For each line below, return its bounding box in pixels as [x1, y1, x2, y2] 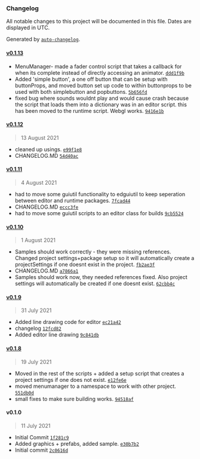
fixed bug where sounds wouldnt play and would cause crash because [14, 94, 189, 102]
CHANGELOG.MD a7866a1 [14, 267, 79, 274]
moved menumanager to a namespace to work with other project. [14, 382, 176, 390]
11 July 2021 [20, 422, 51, 429]
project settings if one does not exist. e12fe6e [14, 376, 127, 383]
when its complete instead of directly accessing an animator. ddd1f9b [14, 69, 185, 76]
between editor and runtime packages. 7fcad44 [14, 197, 131, 204]
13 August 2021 [20, 134, 59, 141]
